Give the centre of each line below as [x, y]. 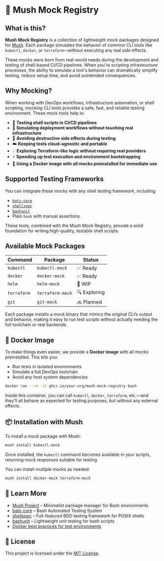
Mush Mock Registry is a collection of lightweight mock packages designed [82, 40]
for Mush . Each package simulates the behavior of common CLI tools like [79, 45]
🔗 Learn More [26, 494]
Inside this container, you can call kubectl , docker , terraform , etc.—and [77, 395]
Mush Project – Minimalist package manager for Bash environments [80, 505]
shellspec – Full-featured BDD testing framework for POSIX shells [78, 516]
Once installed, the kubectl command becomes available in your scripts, [78, 454]
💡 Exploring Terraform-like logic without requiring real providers [79, 151]
